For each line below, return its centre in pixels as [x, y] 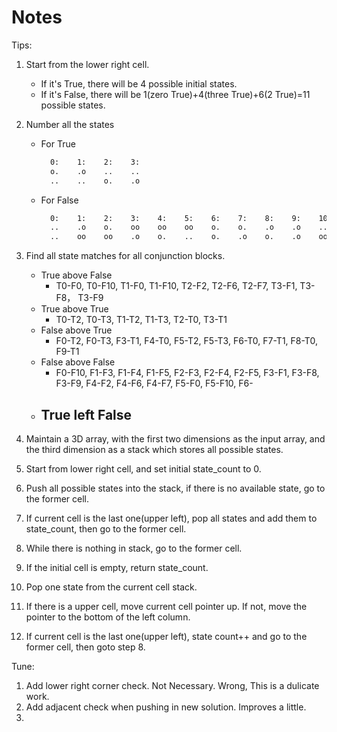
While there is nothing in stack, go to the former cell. [134, 548]
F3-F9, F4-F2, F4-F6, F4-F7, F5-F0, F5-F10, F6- [154, 383]
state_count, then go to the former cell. [106, 529]
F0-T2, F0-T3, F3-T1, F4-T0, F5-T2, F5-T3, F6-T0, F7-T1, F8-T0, [186, 341]
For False [59, 200]
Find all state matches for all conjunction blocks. [125, 256]
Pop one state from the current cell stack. [111, 587]
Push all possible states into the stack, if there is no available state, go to [175, 488]
